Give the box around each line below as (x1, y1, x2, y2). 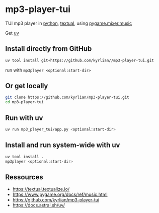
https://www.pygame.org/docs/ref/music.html (12, 191, 108, 197)
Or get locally (5, 82, 48, 90)
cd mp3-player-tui (5, 100, 44, 105)
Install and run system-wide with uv (5, 141, 120, 150)
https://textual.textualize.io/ (12, 186, 69, 192)
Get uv (5, 30, 19, 36)
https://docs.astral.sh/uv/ (12, 202, 65, 208)
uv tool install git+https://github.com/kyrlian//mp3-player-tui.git (5, 58, 154, 63)
